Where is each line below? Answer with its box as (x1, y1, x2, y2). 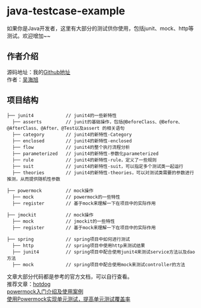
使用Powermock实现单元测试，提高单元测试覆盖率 (7, 295, 131, 303)
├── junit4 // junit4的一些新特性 (7, 112, 117, 118)
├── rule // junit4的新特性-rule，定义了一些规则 (12, 157, 157, 163)
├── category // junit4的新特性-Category (12, 132, 132, 138)
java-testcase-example (7, 4, 126, 18)
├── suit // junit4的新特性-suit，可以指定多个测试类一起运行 (12, 163, 184, 169)
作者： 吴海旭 (7, 76, 38, 83)
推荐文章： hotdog (7, 280, 51, 288)
